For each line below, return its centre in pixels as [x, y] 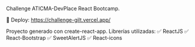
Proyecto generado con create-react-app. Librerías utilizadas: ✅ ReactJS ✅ [97, 31]
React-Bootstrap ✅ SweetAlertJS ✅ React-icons [64, 38]
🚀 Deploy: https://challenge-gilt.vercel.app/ [58, 20]
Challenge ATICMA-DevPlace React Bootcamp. [63, 9]
